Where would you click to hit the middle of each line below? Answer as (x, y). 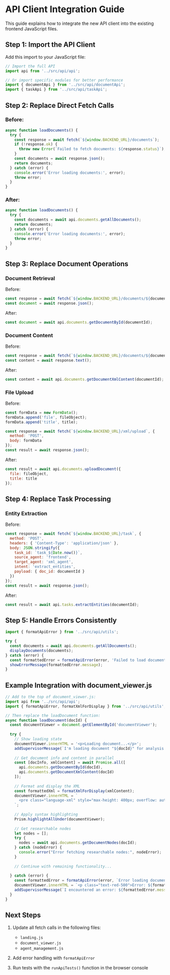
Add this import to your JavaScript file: (46, 57)
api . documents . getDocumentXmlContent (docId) (66, 772)
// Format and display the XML (47, 786)
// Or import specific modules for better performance (64, 80)
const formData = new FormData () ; (42, 412)
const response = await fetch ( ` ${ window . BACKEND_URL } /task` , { (73, 534)
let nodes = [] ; (32, 833)
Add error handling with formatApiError (54, 958)
